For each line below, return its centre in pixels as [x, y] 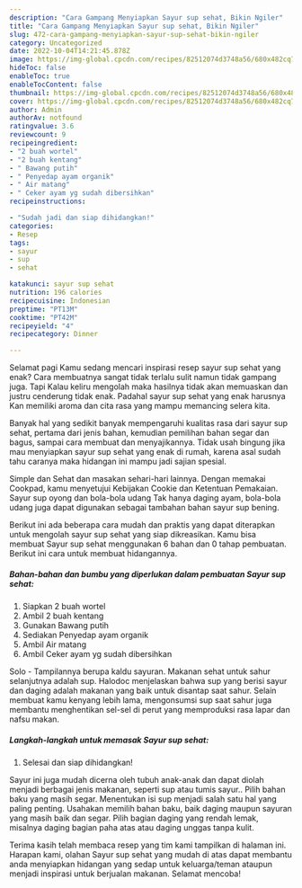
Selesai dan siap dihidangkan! [77, 763]
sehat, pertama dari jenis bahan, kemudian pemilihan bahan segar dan [139, 433]
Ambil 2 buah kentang [63, 616]
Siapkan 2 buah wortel [64, 607]
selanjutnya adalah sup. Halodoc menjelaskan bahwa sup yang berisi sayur [148, 681]
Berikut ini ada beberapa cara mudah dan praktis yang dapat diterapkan [142, 525]
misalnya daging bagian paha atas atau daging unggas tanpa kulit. [132, 828]
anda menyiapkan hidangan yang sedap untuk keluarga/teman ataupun [141, 865]
